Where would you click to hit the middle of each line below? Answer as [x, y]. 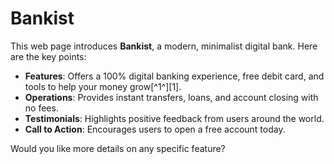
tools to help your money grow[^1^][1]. [103, 86]
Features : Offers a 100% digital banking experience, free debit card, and [174, 76]
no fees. [41, 108]
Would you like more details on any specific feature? [118, 148]
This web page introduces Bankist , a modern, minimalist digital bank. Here [164, 46]
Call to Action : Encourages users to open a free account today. [155, 129]
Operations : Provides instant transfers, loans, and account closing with [171, 97]
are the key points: [48, 56]
